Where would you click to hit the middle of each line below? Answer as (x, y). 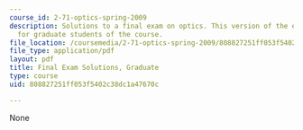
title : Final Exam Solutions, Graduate (84, 68)
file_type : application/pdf (62, 51)
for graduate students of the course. (91, 34)
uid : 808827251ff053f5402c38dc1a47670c (84, 84)
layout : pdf (32, 59)
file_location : (38, 43)
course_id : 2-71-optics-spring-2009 (78, 17)
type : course (34, 76)
